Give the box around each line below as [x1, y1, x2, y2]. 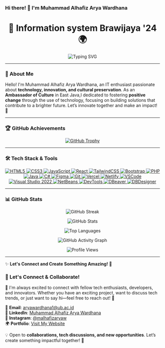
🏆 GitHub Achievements [5, 125, 65, 132]
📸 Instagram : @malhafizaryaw [5, 315, 67, 321]
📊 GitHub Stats [5, 196, 43, 203]
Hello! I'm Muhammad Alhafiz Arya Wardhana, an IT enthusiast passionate [5, 82, 155, 87]
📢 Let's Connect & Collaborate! [5, 273, 80, 280]
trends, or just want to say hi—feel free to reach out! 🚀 [5, 295, 115, 301]
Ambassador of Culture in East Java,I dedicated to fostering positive [5, 92, 146, 98]
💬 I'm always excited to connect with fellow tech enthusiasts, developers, [5, 285, 153, 290]
